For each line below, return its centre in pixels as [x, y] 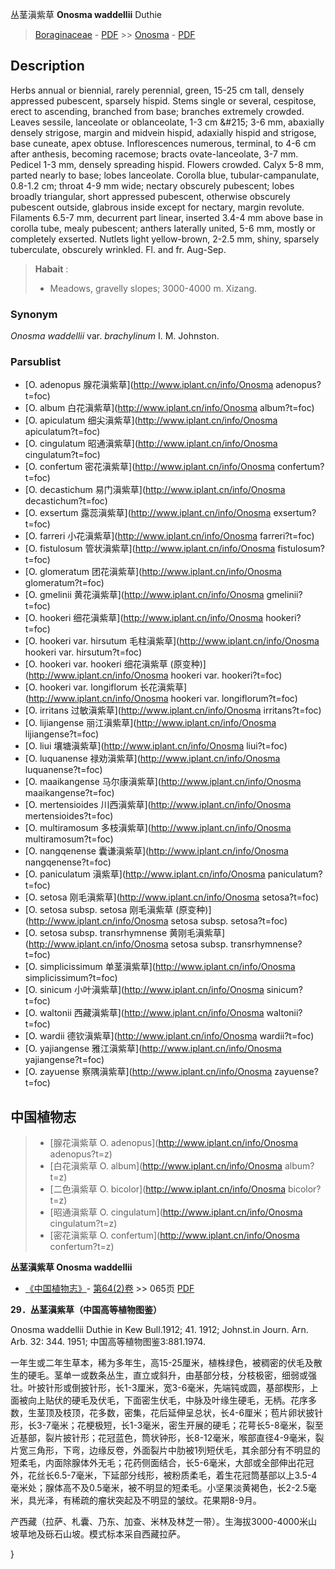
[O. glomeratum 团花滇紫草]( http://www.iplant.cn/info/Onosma [153, 572]
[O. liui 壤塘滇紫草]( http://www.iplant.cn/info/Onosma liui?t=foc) [156, 746]
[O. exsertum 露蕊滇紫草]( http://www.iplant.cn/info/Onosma [148, 513]
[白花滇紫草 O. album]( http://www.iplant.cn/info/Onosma [166, 1166]
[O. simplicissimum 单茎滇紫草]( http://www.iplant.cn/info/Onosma [160, 967]
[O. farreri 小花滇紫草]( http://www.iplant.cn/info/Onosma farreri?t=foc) [169, 536]
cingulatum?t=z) [83, 1224]
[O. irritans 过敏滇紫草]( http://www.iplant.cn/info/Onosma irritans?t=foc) [173, 710]
